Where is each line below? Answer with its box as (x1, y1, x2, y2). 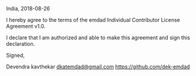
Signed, (6, 52, 25, 58)
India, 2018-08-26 (6, 5, 50, 12)
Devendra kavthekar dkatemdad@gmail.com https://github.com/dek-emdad (6, 63, 190, 70)
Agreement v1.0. (6, 23, 46, 29)
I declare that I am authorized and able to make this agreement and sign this (6, 34, 190, 41)
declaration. (6, 41, 35, 47)
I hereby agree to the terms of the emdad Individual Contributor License (6, 16, 181, 23)
